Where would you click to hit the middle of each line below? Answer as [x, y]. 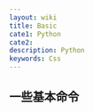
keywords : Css [35, 59]
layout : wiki [33, 17]
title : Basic [33, 26]
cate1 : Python [35, 34]
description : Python [47, 51]
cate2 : [21, 42]
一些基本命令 [44, 97]
